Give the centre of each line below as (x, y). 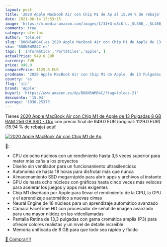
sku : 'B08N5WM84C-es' (28, 47)
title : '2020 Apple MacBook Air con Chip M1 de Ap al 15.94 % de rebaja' (83, 14)
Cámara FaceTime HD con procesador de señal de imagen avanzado (83, 209)
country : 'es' (20, 79)
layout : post (19, 10)
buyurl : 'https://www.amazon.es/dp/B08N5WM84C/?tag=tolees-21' (72, 93)
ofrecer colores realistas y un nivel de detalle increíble (68, 225)
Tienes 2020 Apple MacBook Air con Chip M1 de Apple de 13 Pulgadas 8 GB (83, 116)
